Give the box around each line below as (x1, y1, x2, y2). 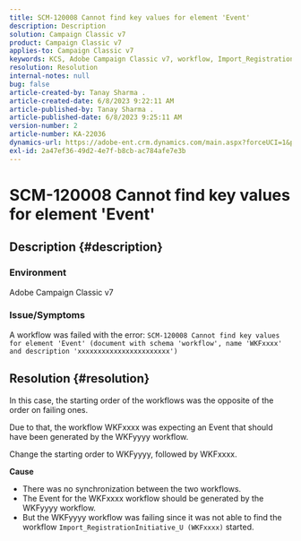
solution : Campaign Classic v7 (9, 30, 126, 39)
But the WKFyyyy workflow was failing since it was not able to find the (21, 511, 282, 522)
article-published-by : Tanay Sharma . (9, 105, 154, 114)
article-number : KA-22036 (9, 130, 106, 139)
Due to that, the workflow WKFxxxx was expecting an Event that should (9, 422, 273, 433)
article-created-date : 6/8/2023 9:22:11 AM (9, 96, 175, 106)
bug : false (9, 80, 50, 89)
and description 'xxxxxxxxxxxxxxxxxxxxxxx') (9, 347, 178, 356)
